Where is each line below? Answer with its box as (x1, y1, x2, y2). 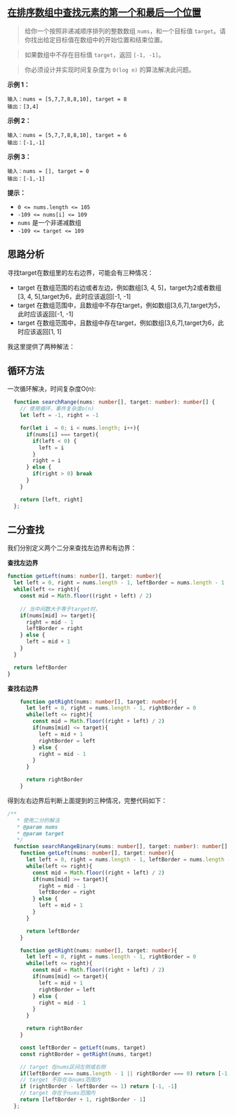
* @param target (16, 830, 65, 837)
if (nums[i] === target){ (25, 431, 99, 438)
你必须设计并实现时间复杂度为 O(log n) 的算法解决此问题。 (24, 65, 195, 74)
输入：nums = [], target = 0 (7, 167, 90, 174)
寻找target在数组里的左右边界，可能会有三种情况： (7, 268, 154, 276)
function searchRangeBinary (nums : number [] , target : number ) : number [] (13, 843, 228, 850)
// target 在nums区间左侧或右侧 (20, 1063, 106, 1070)
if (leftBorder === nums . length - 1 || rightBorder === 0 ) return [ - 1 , (20, 1070, 231, 1077)
